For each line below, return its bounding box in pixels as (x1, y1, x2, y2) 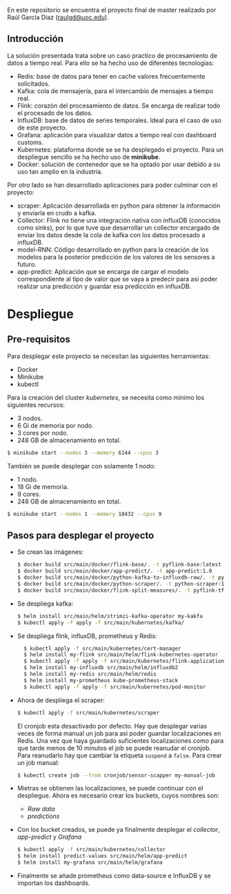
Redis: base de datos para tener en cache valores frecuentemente (17, 72, 205, 80)
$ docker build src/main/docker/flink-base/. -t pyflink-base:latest (17, 562, 222, 568)
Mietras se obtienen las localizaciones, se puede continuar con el (17, 784, 203, 793)
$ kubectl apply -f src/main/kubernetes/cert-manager (23, 645, 181, 652)
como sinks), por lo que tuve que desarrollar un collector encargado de (17, 223, 220, 232)
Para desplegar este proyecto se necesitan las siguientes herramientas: (7, 352, 210, 360)
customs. (17, 138, 43, 146)
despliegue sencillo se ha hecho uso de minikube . (17, 152, 161, 161)
